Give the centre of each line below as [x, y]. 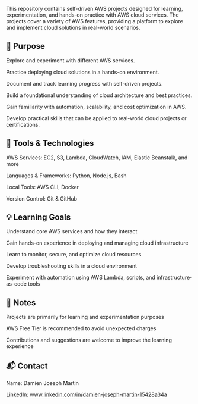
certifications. [23, 124]
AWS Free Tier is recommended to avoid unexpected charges [81, 328]
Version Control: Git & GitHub [42, 198]
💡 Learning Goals [39, 217]
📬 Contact [27, 366]
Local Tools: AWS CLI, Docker [42, 187]
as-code [16, 284]
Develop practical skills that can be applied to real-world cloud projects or [96, 118]
